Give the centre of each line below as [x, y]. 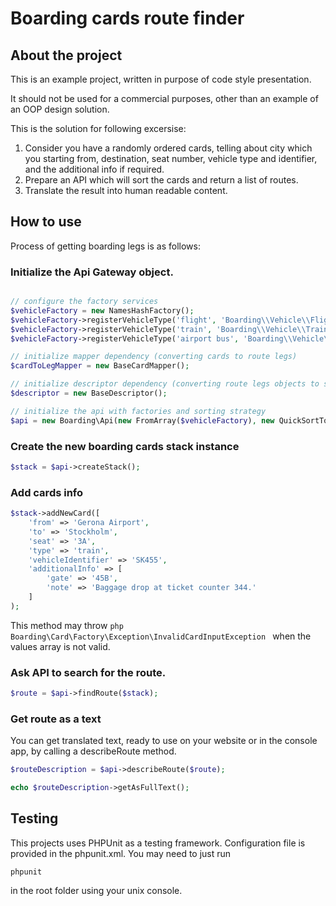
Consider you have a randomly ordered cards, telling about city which [168, 148]
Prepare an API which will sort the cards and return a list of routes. [161, 180]
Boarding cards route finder [127, 18]
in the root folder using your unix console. [96, 890]
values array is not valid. [60, 646]
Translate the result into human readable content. [126, 190]
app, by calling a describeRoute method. [93, 751]
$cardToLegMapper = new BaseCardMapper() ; [100, 366]
